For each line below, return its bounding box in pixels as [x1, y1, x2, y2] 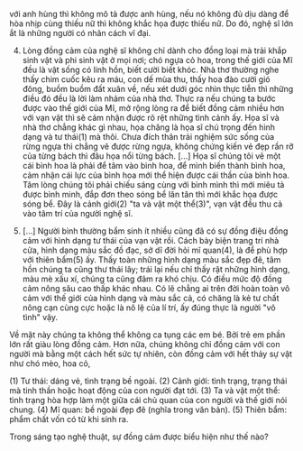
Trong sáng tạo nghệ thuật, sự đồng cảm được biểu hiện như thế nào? [9, 431, 269, 442]
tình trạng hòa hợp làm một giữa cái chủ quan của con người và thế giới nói [9, 395, 288, 405]
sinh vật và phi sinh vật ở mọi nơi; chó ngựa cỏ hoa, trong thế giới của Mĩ [22, 55, 293, 65]
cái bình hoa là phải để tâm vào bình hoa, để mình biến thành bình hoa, [22, 161, 286, 170]
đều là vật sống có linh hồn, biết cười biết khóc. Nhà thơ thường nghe [22, 64, 280, 75]
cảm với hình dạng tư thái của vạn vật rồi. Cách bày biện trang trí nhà [22, 235, 280, 245]
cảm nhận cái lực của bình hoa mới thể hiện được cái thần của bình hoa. [22, 170, 290, 180]
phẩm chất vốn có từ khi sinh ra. [9, 414, 129, 424]
